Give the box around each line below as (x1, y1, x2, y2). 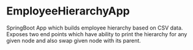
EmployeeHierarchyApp (6, 4, 130, 18)
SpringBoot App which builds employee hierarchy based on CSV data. (6, 24, 183, 31)
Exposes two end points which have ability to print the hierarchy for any (6, 30, 187, 37)
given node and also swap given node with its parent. (6, 37, 141, 44)
